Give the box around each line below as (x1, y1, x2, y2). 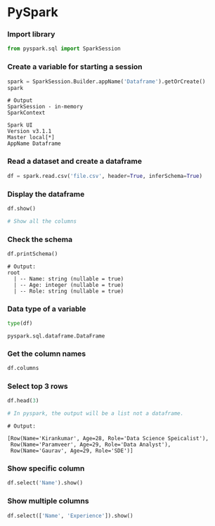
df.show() (7, 205, 37, 212)
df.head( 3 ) (7, 397, 39, 404)
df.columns (7, 365, 39, 372)
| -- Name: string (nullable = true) (13, 275, 124, 282)
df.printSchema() (7, 250, 58, 257)
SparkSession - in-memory (7, 103, 83, 110)
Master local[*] (7, 134, 55, 141)
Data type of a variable (7, 304, 86, 314)
